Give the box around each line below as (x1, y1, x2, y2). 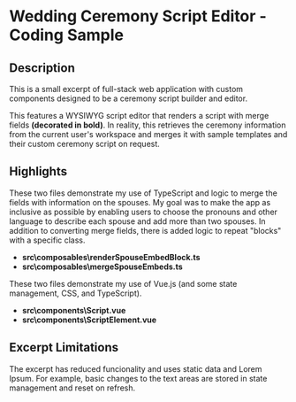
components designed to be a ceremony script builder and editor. (9, 93, 248, 104)
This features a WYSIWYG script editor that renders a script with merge (9, 111, 269, 120)
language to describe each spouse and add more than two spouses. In (9, 215, 267, 227)
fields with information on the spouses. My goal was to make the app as (9, 197, 271, 207)
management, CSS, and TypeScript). (9, 288, 142, 298)
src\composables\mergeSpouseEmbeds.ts (21, 261, 183, 272)
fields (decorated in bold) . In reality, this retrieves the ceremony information (9, 120, 286, 130)
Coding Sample (9, 25, 124, 45)
